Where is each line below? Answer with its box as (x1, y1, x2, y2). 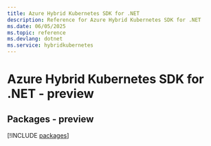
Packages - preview (7, 113, 94, 125)
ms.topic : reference (7, 29, 67, 36)
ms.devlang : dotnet (7, 36, 63, 42)
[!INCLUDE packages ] (7, 132, 69, 139)
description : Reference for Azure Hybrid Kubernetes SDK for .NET (7, 16, 201, 23)
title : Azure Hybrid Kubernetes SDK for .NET (7, 10, 140, 17)
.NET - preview (7, 86, 94, 101)
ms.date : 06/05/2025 (7, 23, 67, 29)
